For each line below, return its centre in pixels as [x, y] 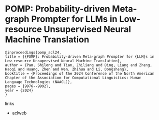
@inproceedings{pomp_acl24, [33, 52]
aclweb [19, 113]
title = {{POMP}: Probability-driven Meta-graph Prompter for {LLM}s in [80, 56]
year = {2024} [19, 90]
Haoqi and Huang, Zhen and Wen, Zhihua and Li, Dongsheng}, [67, 69]
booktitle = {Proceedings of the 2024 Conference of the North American [80, 73]
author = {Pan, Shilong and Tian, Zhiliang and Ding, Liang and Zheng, [79, 65]
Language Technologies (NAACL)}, [39, 82]
